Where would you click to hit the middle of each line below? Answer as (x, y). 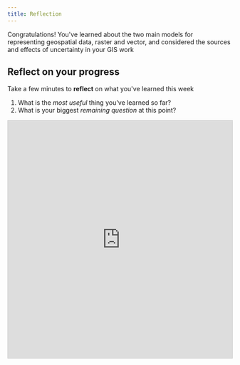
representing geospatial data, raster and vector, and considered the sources (119, 42)
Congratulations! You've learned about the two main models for (100, 34)
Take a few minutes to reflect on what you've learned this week (101, 89)
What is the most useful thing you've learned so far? (94, 103)
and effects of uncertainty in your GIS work (71, 49)
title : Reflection (35, 14)
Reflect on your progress (63, 72)
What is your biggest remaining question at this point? (97, 110)
